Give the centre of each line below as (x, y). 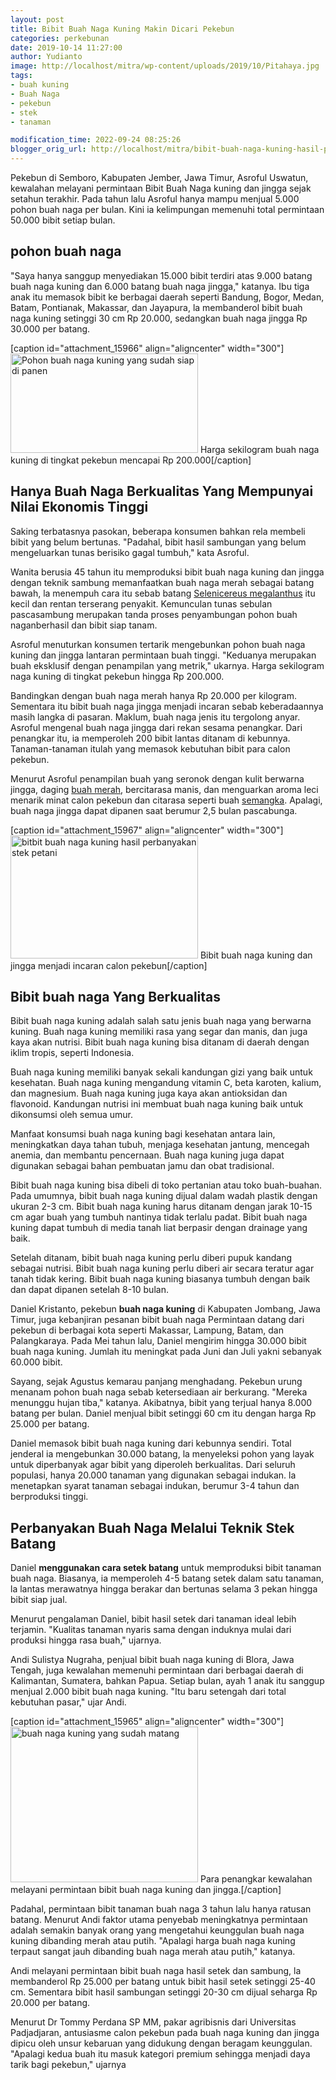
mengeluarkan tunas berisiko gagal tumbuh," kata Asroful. (130, 552)
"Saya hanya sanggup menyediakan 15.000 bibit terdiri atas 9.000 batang (161, 275)
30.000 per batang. (50, 328)
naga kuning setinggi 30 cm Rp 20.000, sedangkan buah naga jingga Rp (159, 318)
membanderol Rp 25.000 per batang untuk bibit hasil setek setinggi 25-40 (163, 1982)
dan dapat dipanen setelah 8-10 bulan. (89, 1290)
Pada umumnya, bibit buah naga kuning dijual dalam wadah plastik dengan (164, 1196)
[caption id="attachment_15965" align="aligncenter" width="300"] (147, 1722)
